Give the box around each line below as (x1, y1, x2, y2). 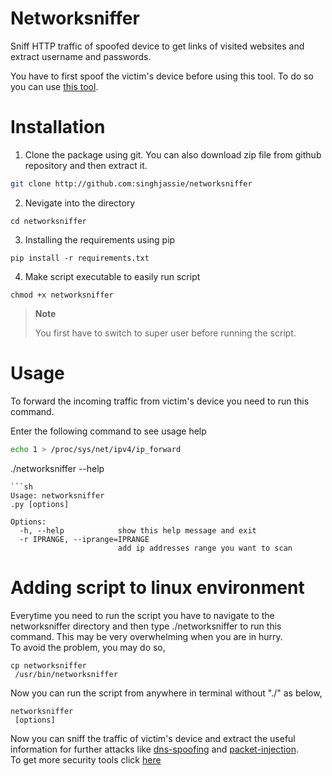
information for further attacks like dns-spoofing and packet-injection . (10, 743, 299, 755)
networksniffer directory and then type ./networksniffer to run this (10, 620, 282, 632)
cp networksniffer (10, 660, 87, 671)
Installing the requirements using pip (24, 233, 176, 246)
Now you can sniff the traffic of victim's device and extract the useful (10, 732, 296, 744)
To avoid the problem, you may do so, (10, 641, 166, 653)
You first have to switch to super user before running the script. (34, 327, 297, 339)
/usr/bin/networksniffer (14, 669, 118, 679)
